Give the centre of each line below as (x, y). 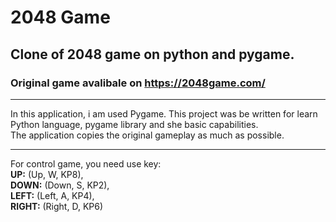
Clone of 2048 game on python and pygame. (152, 54)
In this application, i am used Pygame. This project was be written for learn (164, 113)
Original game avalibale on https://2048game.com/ (138, 83)
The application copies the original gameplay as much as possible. (147, 135)
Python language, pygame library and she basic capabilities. (134, 124)
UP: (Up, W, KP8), (47, 174)
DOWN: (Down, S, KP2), (60, 185)
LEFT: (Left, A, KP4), (52, 195)
